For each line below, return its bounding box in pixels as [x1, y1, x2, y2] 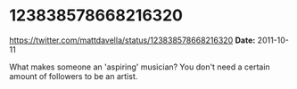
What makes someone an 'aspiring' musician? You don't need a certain [9, 61, 270, 72]
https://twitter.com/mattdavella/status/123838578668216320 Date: [9, 35, 256, 45]
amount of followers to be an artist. [9, 70, 138, 81]
